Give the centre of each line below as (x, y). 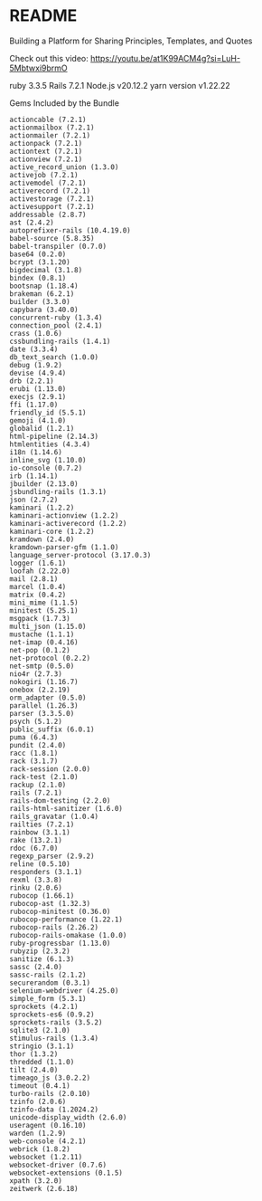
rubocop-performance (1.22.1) (66, 920)
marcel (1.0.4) (38, 586)
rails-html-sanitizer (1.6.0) (66, 808)
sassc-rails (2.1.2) (48, 975)
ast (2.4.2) (32, 223)
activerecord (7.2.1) (50, 191)
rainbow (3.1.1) (40, 832)
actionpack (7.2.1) (46, 143)
